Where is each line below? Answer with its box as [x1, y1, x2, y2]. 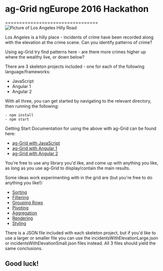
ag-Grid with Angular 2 [12, 150, 58, 156]
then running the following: [5, 103, 59, 109]
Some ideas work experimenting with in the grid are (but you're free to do [5, 174, 152, 180]
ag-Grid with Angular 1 [12, 145, 57, 151]
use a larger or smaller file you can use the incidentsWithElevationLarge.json [5, 235, 158, 241]
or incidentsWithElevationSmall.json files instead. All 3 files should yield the [5, 240, 156, 246]
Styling [12, 220, 27, 226]
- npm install [5, 112, 34, 118]
